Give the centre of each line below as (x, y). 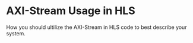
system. (16, 33)
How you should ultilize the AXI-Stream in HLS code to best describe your (96, 27)
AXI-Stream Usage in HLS (71, 11)
